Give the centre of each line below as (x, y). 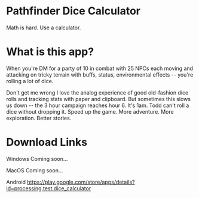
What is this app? (50, 52)
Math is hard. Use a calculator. (44, 28)
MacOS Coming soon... (35, 170)
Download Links (47, 142)
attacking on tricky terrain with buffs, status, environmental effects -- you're (100, 74)
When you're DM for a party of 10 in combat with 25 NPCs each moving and (99, 68)
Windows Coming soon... (37, 159)
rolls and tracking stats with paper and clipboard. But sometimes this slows (99, 99)
